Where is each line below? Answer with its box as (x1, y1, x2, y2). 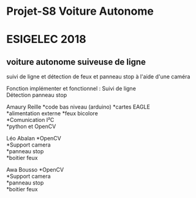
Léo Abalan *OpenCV (6, 135, 61, 142)
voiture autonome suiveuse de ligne (6, 56, 146, 67)
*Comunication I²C (6, 116, 55, 124)
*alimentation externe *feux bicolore (6, 110, 98, 117)
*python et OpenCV (6, 123, 56, 130)
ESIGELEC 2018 (6, 32, 87, 47)
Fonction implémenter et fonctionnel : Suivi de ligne (6, 85, 137, 93)
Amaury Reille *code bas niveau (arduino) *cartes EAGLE (6, 103, 150, 111)
